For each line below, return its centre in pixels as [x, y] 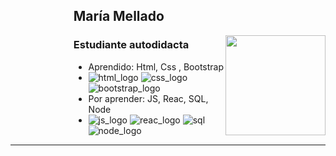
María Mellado [119, 16]
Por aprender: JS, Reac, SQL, [148, 98]
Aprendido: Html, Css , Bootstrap [156, 66]
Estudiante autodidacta [131, 45]
